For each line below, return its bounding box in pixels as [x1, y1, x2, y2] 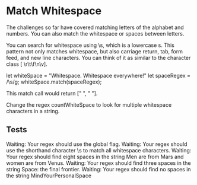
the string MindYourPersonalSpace [6, 172, 92, 179]
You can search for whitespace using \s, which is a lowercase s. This [6, 42, 175, 49]
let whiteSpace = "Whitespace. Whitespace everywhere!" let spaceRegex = [6, 72, 191, 79]
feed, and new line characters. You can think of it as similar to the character [6, 54, 191, 61]
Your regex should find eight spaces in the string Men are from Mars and [6, 153, 184, 160]
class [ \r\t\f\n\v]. [6, 60, 47, 68]
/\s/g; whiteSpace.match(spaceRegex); [6, 78, 102, 85]
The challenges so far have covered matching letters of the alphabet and [6, 24, 184, 31]
